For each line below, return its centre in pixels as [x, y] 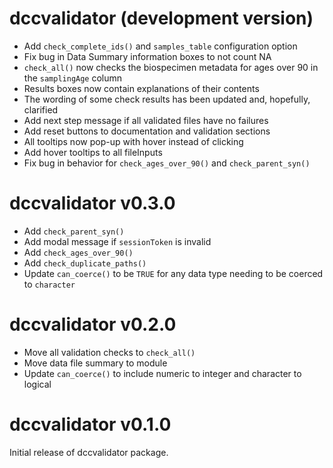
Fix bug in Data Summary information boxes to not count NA [147, 56]
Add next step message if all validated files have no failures [146, 120]
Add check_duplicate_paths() [85, 263]
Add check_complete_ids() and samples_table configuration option [160, 46]
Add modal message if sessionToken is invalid [117, 241]
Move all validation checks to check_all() [109, 352]
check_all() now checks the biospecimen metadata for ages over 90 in [171, 67]
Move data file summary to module [95, 363]
